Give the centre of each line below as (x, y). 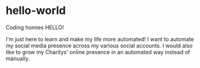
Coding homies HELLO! (35, 27)
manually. (18, 58)
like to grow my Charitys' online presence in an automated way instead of (98, 52)
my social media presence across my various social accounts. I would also (99, 46)
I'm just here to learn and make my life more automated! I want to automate (100, 39)
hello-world (36, 11)
